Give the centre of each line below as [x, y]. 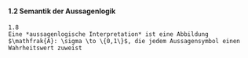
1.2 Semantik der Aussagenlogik [62, 11]
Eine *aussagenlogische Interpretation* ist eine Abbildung [109, 34]
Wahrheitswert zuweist [45, 48]
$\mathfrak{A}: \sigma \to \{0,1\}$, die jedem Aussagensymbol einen [124, 42]
